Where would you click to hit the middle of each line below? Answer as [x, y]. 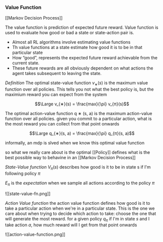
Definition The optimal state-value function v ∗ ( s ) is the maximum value [76, 84]
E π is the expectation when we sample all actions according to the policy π [80, 183]
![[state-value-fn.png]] [28, 194]
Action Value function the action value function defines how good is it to [78, 203]
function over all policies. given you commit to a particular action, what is [79, 119]
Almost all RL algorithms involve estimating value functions [71, 42]
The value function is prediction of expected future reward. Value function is [82, 27]
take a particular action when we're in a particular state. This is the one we [80, 208]
